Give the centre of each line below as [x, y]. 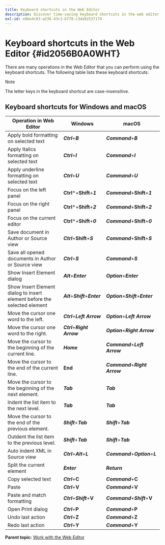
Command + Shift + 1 [129, 193]
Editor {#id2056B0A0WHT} [63, 53]
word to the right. [27, 334]
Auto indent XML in [29, 451]
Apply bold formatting [33, 135]
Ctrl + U [71, 176]
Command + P [122, 509]
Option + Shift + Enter [130, 296]
